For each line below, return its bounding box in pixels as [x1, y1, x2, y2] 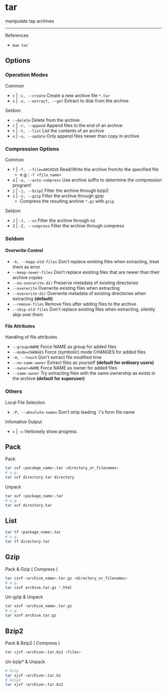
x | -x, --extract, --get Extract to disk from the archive [12, 98, 129, 104]
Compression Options [5, 145, 59, 152]
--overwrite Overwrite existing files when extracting [12, 285, 120, 291]
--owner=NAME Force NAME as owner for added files [12, 365, 118, 371]
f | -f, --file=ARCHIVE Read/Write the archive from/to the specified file [12, 166, 159, 172]
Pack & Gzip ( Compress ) [5, 566, 58, 572]
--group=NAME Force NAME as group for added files [12, 344, 117, 350]
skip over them [12, 312, 43, 318]
